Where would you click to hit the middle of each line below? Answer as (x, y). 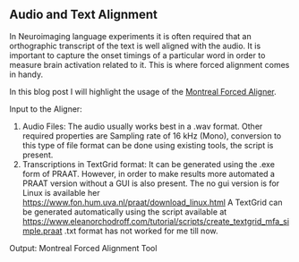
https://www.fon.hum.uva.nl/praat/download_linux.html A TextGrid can (152, 202)
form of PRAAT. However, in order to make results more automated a (149, 173)
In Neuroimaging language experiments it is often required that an (131, 36)
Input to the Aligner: (46, 109)
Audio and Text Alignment (84, 15)
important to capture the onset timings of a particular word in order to (137, 55)
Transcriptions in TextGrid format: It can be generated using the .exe (149, 164)
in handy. (26, 74)
